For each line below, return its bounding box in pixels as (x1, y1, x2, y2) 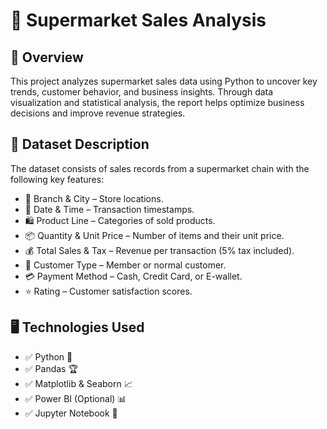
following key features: (10, 173, 105, 185)
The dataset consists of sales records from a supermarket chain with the (10, 162, 310, 174)
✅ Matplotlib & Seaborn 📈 (24, 377, 133, 389)
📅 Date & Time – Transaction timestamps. (24, 203, 195, 215)
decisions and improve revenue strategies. (10, 107, 186, 119)
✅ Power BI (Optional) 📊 (24, 392, 127, 404)
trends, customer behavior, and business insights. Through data (10, 86, 274, 98)
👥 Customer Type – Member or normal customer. (24, 259, 227, 271)
